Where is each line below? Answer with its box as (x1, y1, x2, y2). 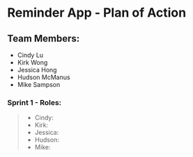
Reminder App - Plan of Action (7, 5, 187, 21)
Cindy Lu (17, 51, 44, 59)
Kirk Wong (17, 58, 48, 67)
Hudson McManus (17, 73, 71, 81)
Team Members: (7, 33, 80, 44)
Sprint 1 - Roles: (7, 97, 62, 107)
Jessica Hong (17, 66, 57, 74)
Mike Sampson (17, 81, 61, 88)
